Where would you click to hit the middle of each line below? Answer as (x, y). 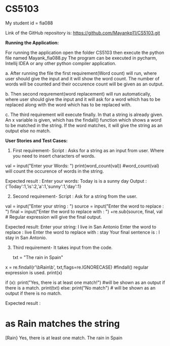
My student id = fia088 (29, 23)
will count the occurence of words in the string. (55, 171)
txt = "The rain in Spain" (38, 257)
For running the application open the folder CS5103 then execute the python (85, 52)
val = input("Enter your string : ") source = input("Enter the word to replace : (84, 206)
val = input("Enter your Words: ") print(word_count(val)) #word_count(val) (82, 165)
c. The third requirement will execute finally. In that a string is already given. (84, 114)
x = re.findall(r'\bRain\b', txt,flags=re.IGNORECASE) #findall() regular (77, 267)
